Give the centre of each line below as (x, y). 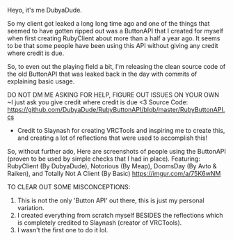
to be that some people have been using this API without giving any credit (113, 46)
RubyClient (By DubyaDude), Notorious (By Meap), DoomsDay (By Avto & (112, 166)
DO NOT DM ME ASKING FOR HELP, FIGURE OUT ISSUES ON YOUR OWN (113, 95)
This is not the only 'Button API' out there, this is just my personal (111, 200)
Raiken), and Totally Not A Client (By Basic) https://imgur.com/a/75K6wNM (114, 174)
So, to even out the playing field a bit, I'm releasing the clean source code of (116, 66)
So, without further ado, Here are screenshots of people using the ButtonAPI (116, 151)
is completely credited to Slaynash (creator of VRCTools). (99, 223)
